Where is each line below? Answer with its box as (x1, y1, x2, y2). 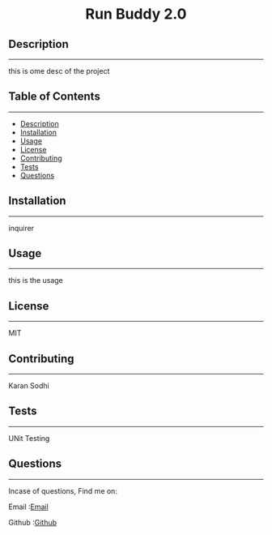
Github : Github (8, 517, 57, 527)
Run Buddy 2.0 (85, 5, 187, 24)
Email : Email (8, 502, 49, 511)
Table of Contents (8, 90, 101, 104)
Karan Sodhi (8, 381, 50, 391)
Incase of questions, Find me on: (8, 486, 117, 495)
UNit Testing (8, 433, 50, 443)
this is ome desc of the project (8, 66, 110, 75)
